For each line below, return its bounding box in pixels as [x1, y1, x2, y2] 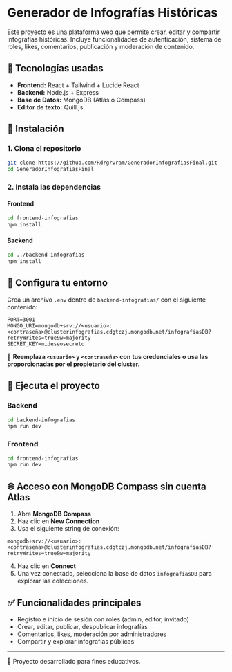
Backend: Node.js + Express [17, 88, 99, 96]
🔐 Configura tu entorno [7, 277, 108, 289]
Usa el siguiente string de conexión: [17, 525, 119, 533]
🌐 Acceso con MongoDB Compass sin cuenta [7, 480, 206, 492]
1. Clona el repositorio [7, 144, 81, 154]
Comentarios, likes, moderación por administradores [17, 630, 167, 638]
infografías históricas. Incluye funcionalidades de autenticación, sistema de [7, 35, 222, 43]
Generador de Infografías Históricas [7, 5, 218, 21]
